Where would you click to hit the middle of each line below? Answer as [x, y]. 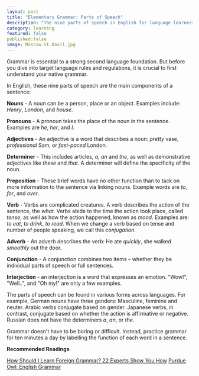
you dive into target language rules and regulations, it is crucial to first [92, 68]
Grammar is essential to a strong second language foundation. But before [96, 61]
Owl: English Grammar [34, 367]
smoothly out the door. [34, 248]
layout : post [23, 12]
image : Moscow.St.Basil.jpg [41, 45]
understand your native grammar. [47, 74]
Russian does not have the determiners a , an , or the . [71, 320]
